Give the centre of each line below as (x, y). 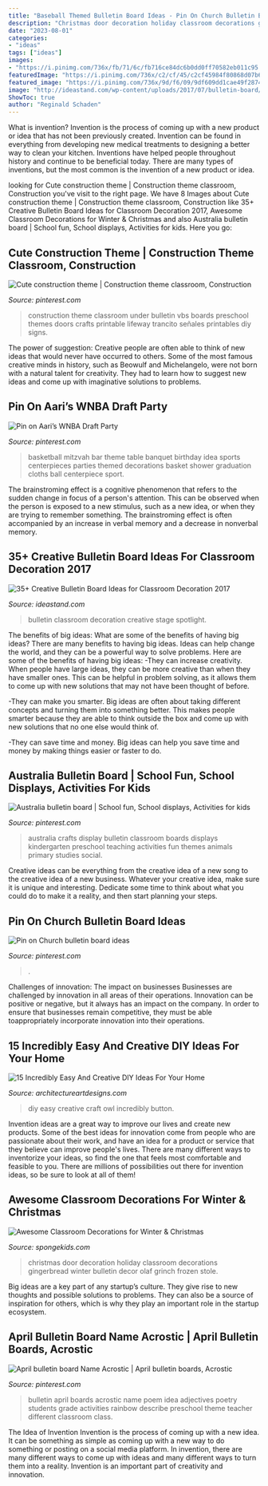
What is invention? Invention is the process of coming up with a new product (134, 128)
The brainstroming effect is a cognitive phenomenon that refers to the (123, 489)
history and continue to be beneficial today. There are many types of (121, 161)
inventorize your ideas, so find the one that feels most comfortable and (125, 1158)
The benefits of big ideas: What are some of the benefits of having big (124, 634)
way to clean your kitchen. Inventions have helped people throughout (122, 153)
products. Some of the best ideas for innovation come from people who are (132, 1132)
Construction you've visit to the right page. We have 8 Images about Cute (129, 194)
